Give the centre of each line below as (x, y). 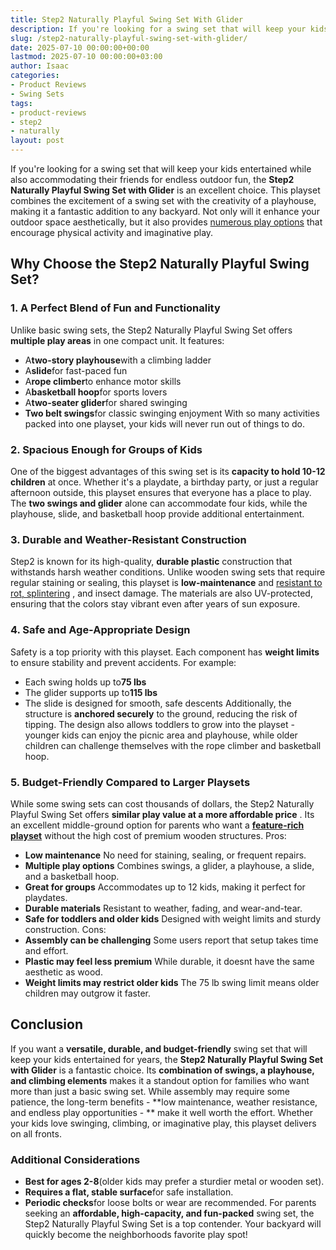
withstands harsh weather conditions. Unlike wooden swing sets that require (168, 572)
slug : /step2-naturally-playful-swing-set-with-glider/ (129, 38)
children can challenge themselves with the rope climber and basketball (173, 745)
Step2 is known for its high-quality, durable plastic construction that (151, 562)
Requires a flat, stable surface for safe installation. (129, 1192)
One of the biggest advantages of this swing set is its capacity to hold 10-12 (168, 471)
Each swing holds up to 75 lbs (85, 682)
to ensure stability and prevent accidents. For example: (123, 662)
